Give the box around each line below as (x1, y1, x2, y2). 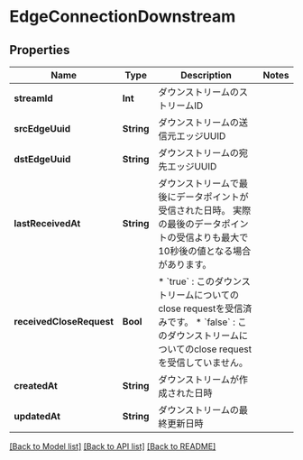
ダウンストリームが (157, 373, 240, 385)
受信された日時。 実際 (157, 205, 252, 216)
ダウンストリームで (157, 178, 240, 189)
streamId (14, 92, 54, 105)
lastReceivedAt (14, 217, 81, 229)
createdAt (14, 380, 59, 391)
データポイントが (175, 191, 249, 203)
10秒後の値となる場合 (157, 245, 252, 257)
